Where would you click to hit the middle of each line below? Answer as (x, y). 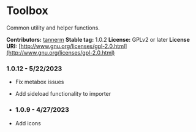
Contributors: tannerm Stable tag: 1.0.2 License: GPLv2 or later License (98, 39)
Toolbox (27, 11)
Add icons (28, 123)
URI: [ (14, 46)
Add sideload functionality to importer (63, 94)
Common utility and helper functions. (53, 28)
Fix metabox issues (40, 82)
